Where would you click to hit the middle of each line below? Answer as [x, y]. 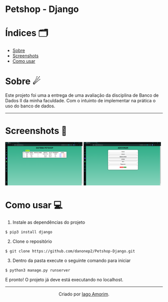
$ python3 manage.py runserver [38, 270]
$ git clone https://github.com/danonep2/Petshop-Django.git [70, 251]
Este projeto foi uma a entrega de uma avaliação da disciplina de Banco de [82, 95]
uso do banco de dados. [30, 106]
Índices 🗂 [27, 33]
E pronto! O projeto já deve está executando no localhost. [64, 280]
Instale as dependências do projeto [49, 222]
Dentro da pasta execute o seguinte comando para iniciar [71, 261]
